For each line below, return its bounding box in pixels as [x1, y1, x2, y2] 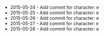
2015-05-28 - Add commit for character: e [10, 26, 99, 32]
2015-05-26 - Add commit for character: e [10, 15, 99, 21]
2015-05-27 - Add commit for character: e [10, 20, 99, 26]
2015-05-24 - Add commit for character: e [10, 5, 99, 10]
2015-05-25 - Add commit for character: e [10, 10, 99, 16]
